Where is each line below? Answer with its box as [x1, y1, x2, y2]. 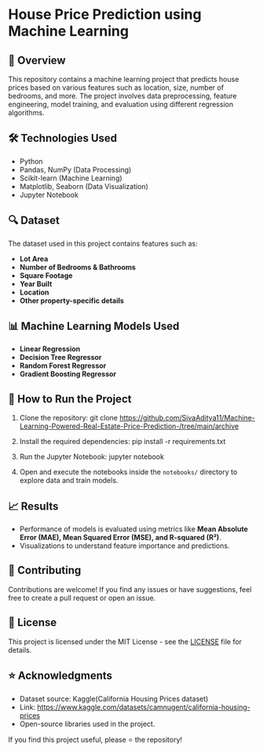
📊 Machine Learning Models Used [8, 320, 180, 333]
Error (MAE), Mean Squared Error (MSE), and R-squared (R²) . [19, 533, 221, 543]
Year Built [19, 279, 53, 288]
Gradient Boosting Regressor [19, 369, 117, 379]
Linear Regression [19, 344, 81, 354]
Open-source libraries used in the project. [19, 719, 155, 728]
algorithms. [8, 108, 45, 117]
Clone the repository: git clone [19, 413, 118, 423]
